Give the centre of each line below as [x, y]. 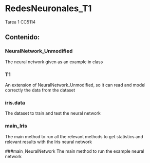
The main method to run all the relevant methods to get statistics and [74, 136]
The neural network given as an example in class [54, 62]
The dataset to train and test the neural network [53, 113]
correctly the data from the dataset [40, 90]
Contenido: [22, 37]
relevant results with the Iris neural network [48, 142]
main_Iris [16, 126]
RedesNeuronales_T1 [48, 9]
